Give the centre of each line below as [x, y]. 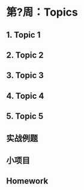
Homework [27, 181]
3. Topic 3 [25, 76]
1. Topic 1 [23, 34]
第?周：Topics [42, 12]
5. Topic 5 [25, 117]
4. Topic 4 [25, 96]
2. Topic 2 [25, 55]
